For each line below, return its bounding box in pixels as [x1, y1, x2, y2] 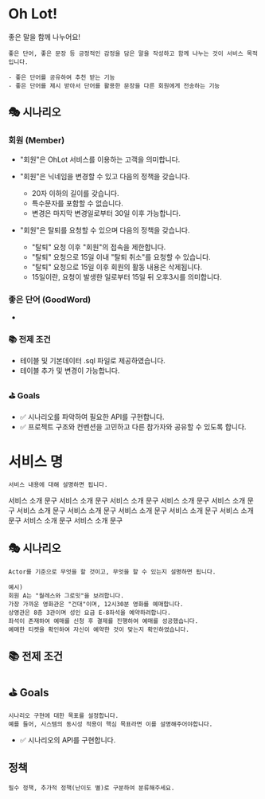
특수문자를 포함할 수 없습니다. [31, 198, 123, 208]
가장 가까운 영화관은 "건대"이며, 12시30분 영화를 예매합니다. [8, 601, 184, 609]
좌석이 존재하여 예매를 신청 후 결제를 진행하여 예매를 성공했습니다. [8, 617, 199, 625]
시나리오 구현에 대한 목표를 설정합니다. [8, 712, 119, 720]
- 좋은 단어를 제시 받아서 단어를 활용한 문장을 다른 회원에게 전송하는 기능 [8, 81, 220, 90]
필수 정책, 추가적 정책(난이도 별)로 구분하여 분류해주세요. [8, 784, 175, 793]
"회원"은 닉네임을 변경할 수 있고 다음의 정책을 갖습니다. [19, 171, 190, 181]
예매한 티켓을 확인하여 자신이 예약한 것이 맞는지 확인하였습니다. [8, 626, 189, 634]
